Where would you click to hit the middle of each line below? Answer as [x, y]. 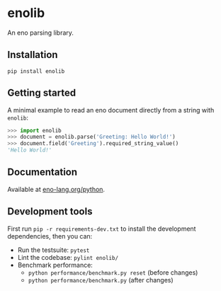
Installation [33, 55]
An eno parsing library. [41, 33]
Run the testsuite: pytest [53, 250]
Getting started [42, 93]
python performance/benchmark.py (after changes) [101, 280]
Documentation [42, 172]
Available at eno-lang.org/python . [56, 189]
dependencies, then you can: [50, 236]
